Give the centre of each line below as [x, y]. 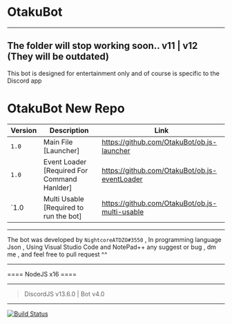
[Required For [66, 170]
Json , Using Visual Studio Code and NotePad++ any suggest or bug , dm [112, 247]
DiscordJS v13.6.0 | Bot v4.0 [64, 294]
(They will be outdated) [58, 57]
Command [60, 179]
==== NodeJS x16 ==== [42, 274]
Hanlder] [58, 188]
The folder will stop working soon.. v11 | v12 [103, 46]
